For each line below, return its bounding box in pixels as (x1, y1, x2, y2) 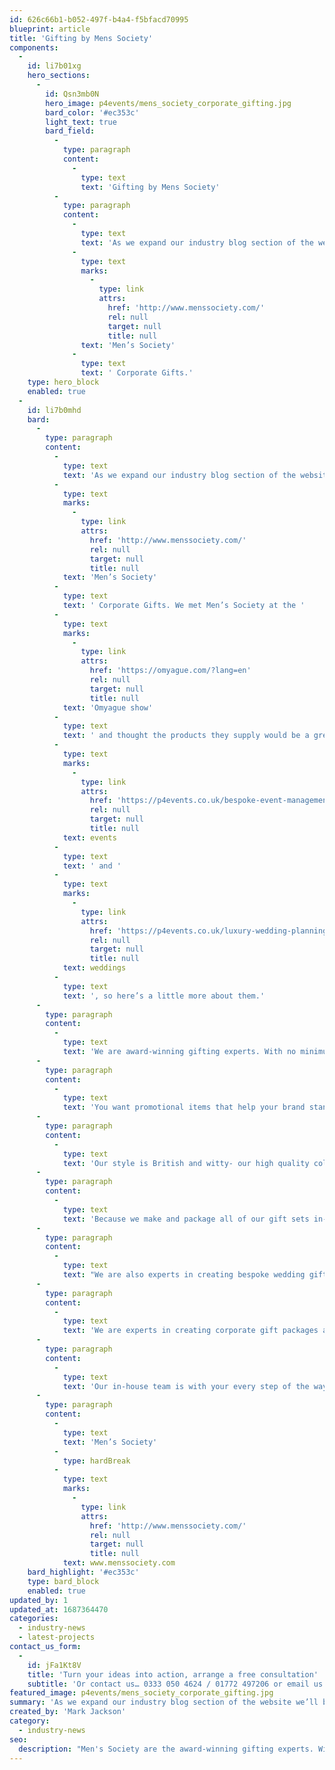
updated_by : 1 (9, 1595, 69, 1605)
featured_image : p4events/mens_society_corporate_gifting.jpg (9, 1688, 274, 1698)
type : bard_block (27, 1576, 100, 1586)
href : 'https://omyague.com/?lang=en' (89, 666, 252, 676)
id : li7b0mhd (27, 405, 82, 415)
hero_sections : (27, 71, 91, 81)
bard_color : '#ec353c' (45, 107, 140, 118)
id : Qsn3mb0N (45, 89, 100, 99)
